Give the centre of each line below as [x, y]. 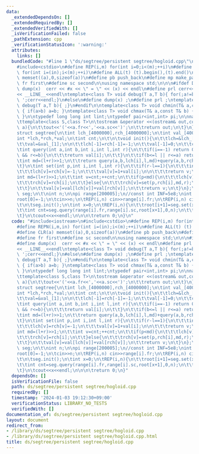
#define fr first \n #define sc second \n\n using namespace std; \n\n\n [103, 238]
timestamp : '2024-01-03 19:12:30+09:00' [62, 398]
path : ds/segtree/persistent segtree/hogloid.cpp [74, 387]
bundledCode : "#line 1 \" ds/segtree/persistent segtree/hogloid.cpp [98, 61]
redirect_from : [25, 426]
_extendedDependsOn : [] [41, 17]
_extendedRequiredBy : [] [42, 23]
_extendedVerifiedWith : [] [45, 28]
